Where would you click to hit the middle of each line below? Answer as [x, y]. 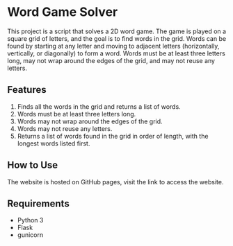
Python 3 [30, 220]
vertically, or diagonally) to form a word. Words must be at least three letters [116, 53]
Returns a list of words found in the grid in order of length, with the [113, 136]
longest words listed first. [54, 143]
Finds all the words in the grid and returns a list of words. [99, 106]
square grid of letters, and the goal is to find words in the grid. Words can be [117, 38]
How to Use [33, 165]
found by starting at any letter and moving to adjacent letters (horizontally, [113, 46]
